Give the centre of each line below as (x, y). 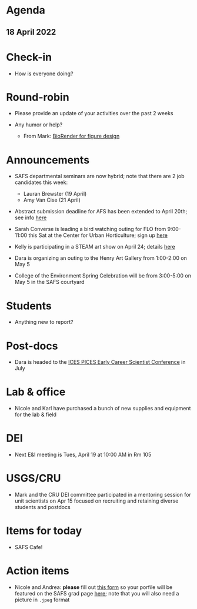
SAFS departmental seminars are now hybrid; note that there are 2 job (99, 176)
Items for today (44, 531)
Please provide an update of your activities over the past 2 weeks (94, 113)
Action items (38, 571)
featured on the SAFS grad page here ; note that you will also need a (97, 593)
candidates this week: (41, 182)
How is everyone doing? (44, 73)
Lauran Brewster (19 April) (55, 194)
